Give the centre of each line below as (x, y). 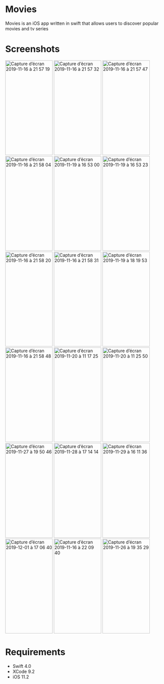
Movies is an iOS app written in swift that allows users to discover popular (82, 23)
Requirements (35, 652)
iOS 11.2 (21, 677)
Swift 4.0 (22, 666)
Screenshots (33, 49)
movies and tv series (27, 28)
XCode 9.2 (24, 671)
